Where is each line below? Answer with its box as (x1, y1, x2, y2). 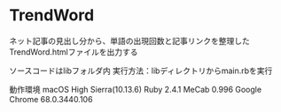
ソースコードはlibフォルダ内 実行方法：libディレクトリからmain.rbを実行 (9, 65, 273, 76)
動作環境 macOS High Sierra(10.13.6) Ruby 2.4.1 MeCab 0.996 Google (9, 84, 262, 94)
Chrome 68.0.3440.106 (9, 93, 93, 104)
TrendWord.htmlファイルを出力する (9, 46, 138, 57)
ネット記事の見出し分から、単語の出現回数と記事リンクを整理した (9, 35, 250, 46)
